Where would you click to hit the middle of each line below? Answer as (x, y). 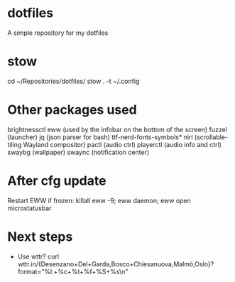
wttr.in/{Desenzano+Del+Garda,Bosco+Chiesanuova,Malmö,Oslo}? (116, 264)
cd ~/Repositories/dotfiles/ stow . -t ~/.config (73, 81)
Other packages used (72, 110)
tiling (15, 144)
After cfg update (57, 181)
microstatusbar (29, 208)
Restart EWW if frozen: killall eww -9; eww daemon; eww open (99, 200)
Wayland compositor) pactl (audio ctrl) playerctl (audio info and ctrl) (122, 144)
